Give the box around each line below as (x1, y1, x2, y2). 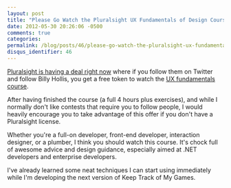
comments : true (7, 29, 51, 36)
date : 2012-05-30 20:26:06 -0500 (7, 23, 103, 30)
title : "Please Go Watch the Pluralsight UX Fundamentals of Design (7, 17, 208, 23)
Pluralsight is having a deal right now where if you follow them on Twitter (7, 67, 213, 76)
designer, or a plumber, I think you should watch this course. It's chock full (7, 138, 218, 146)
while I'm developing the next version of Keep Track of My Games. (7, 173, 196, 181)
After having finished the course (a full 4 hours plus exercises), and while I (7, 95, 218, 103)
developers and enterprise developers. (7, 152, 117, 160)
